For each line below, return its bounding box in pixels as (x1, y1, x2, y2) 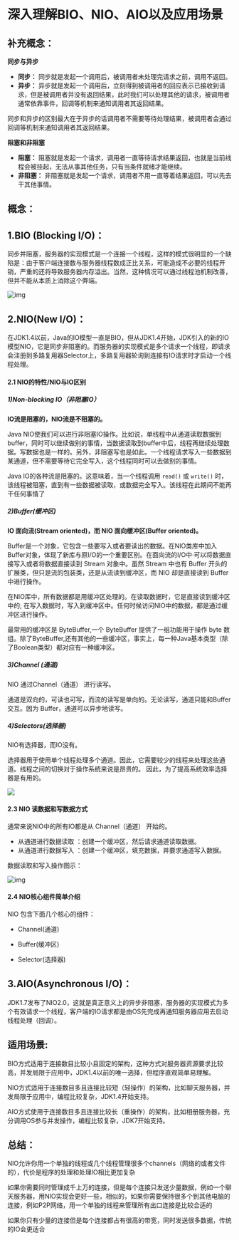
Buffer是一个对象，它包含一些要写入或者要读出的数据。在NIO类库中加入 (7, 541, 218, 550)
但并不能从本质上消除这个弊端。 (7, 276, 101, 285)
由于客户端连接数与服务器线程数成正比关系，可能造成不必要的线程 (26, 259, 219, 267)
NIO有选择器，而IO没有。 (7, 741, 82, 749)
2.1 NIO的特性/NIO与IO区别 (7, 377, 87, 386)
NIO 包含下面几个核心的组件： (7, 910, 95, 918)
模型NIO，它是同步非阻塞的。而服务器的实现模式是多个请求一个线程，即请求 (7, 343, 231, 351)
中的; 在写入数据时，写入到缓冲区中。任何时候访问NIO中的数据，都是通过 (7, 601, 222, 610)
